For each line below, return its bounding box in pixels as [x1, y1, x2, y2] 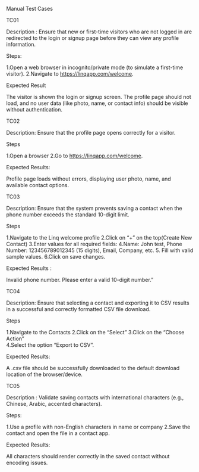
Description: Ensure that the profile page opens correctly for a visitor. [6, 129, 176, 136]
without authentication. [6, 106, 62, 113]
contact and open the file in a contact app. [6, 430, 110, 437]
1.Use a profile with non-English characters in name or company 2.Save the [6, 423, 191, 430]
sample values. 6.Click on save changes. [6, 253, 106, 260]
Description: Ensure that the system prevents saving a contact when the [6, 205, 182, 212]
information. [6, 41, 36, 48]
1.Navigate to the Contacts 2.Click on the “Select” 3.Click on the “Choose [6, 329, 185, 336]
